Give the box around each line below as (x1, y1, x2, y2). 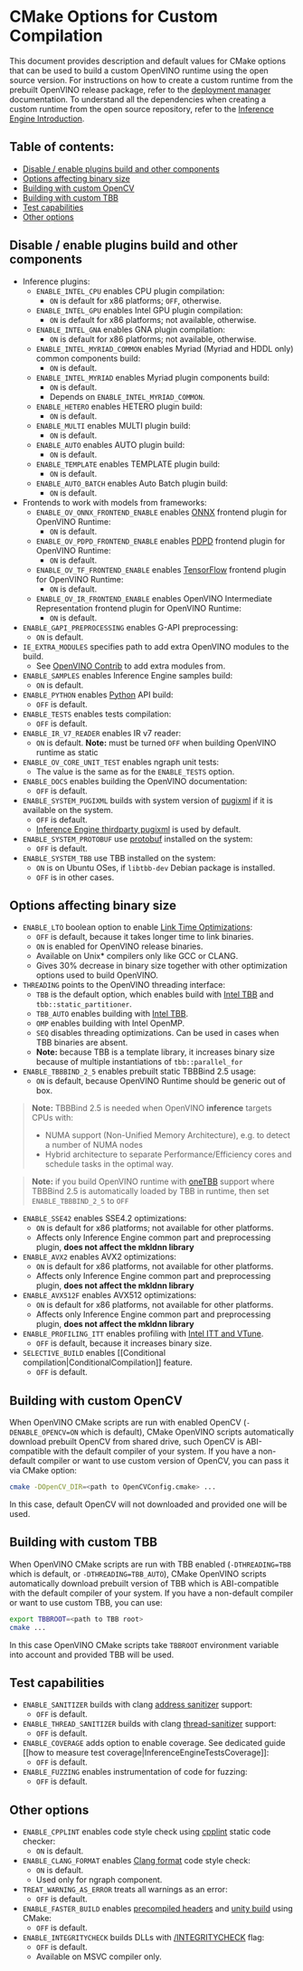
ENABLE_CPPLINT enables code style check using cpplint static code (22, 1826, 271, 1837)
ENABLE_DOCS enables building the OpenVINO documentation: (22, 775, 248, 786)
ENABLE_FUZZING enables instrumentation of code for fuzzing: (22, 1767, 248, 1777)
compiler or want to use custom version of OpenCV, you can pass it (37, 1455, 289, 1466)
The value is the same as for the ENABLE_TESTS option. (35, 766, 235, 777)
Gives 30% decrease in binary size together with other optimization (35, 961, 288, 971)
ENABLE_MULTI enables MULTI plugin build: (35, 420, 192, 431)
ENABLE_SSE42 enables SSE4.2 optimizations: (22, 1213, 187, 1224)
